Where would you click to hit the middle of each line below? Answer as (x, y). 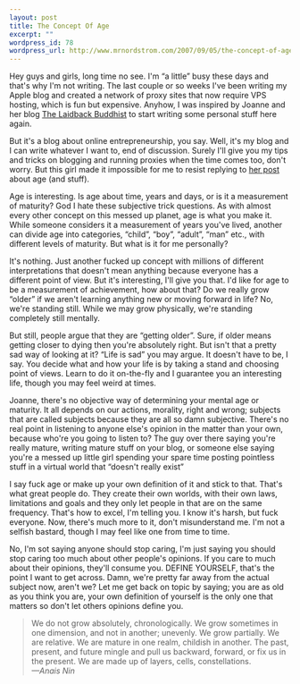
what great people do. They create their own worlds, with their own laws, (144, 494)
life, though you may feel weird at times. (83, 383)
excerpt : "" (31, 34)
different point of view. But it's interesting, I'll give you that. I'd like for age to (149, 280)
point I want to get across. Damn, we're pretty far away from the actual (139, 578)
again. (21, 124)
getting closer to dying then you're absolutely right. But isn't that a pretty (143, 345)
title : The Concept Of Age (59, 26)
